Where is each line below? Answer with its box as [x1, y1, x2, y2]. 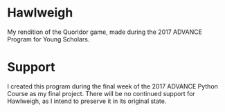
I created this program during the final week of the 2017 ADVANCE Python [7, 82, 218, 91]
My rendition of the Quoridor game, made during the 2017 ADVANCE [7, 28, 203, 36]
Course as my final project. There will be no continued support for [7, 89, 195, 97]
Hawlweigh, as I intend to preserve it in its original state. [7, 97, 167, 105]
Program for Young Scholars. [7, 35, 90, 43]
